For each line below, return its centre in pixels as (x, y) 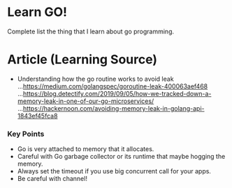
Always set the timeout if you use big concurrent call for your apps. (114, 171)
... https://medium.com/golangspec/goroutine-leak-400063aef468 (113, 86)
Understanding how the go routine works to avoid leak (95, 79)
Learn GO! (37, 12)
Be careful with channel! (52, 179)
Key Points (26, 134)
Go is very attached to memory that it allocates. (86, 149)
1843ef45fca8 (37, 116)
